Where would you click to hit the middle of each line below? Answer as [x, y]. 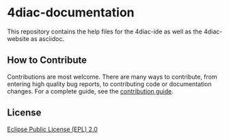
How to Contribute [47, 60]
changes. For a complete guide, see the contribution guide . [91, 91]
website [18, 38]
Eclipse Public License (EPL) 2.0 [52, 129]
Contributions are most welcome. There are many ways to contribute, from [112, 76]
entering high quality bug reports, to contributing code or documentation [109, 84]
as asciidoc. [48, 38]
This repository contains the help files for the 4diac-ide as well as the [105, 31]
